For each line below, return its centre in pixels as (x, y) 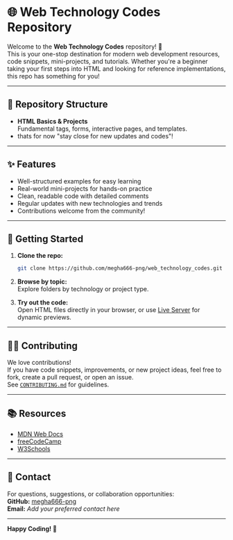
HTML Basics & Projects (52, 121)
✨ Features (32, 164)
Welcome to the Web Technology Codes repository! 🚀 (85, 47)
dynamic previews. (44, 318)
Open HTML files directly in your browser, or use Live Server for (109, 310)
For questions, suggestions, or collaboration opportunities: (91, 493)
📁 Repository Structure (58, 105)
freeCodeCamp (39, 441)
